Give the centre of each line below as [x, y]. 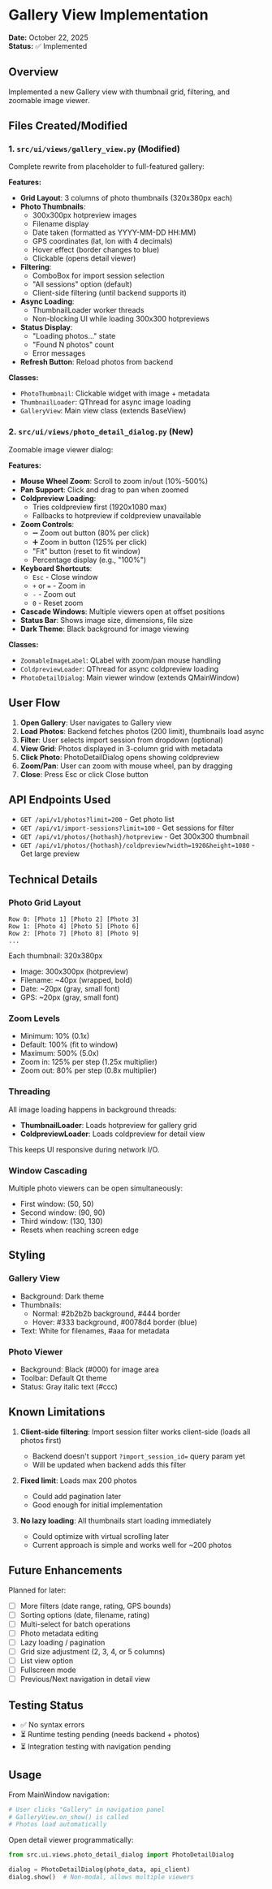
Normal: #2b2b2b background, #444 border [106, 1313]
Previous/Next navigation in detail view [85, 1679]
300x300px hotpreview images [84, 215]
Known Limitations [57, 1412]
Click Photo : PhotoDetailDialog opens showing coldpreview [120, 757]
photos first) [41, 1440]
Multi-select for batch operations [76, 1624]
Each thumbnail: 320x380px [56, 956]
